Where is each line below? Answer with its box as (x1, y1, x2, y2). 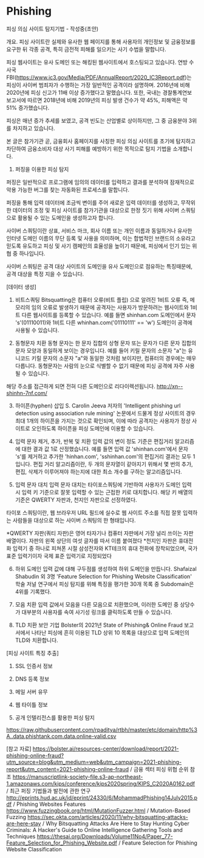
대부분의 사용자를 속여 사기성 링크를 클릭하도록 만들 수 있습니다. (21, 608, 172, 616)
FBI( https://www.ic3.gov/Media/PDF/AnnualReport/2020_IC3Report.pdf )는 (6, 73, 192, 81)
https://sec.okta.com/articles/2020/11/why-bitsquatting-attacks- (27, 813, 188, 820)
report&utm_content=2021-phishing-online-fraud (6, 765, 129, 772)
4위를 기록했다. (15, 588, 52, 595)
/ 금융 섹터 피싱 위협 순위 (130, 765, 189, 772)
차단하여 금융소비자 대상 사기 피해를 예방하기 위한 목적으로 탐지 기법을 (6, 145, 172, 152)
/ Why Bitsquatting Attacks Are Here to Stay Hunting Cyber (42, 820, 189, 827)
